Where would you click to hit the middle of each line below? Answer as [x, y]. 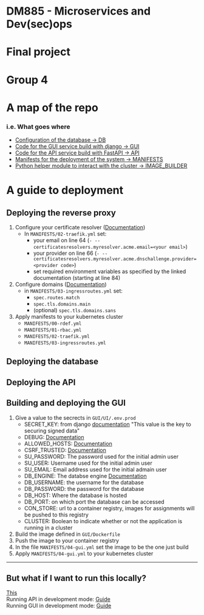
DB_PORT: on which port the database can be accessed [94, 502]
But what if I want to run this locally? [76, 578]
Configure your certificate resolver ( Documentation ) [80, 228]
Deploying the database [53, 362]
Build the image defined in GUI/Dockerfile [67, 534]
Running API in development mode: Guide [58, 599]
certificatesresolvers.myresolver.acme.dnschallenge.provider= [115, 259]
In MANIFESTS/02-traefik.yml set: [65, 234]
